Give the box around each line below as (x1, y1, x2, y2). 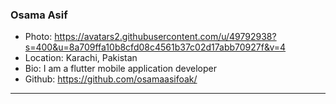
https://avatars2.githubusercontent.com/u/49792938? (54, 31, 277, 43)
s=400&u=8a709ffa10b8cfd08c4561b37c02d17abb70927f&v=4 (24, 41, 287, 53)
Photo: (24, 31, 53, 43)
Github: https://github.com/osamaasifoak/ (24, 73, 198, 85)
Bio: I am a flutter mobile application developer (24, 63, 217, 75)
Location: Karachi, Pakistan (24, 52, 138, 64)
